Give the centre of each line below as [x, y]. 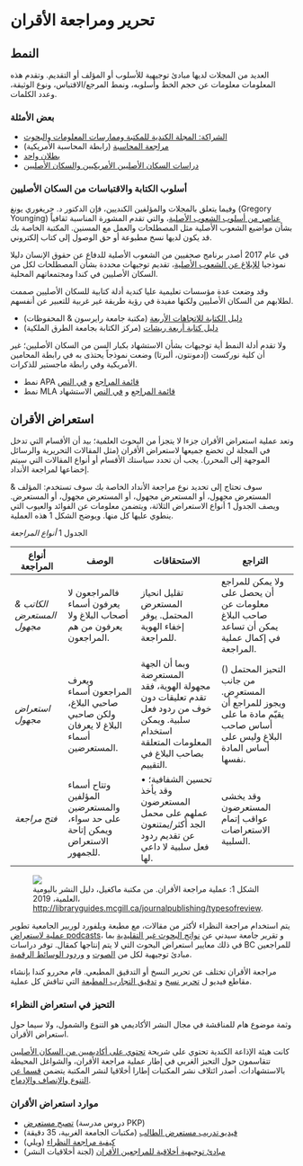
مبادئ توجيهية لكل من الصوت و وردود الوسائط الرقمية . [101, 955]
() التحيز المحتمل [253, 669]
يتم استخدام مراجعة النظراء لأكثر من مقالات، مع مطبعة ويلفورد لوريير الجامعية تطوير [150, 926]
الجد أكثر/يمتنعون [173, 824]
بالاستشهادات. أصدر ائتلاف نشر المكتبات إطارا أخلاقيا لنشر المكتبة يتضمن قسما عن [148, 1070]
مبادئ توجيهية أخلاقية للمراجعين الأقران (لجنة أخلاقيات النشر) [124, 1151]
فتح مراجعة [36, 819]
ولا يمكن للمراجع [252, 582]
